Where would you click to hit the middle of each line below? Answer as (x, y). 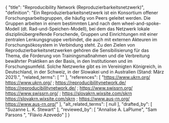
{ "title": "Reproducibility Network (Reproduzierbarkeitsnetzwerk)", (75, 7)
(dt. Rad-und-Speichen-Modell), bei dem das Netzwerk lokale (85, 29)
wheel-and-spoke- (141, 23)
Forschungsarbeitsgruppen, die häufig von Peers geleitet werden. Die (78, 18)
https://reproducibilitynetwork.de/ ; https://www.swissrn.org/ (69, 88)
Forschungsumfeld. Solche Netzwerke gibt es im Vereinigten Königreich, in (83, 66)
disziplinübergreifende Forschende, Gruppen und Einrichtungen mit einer (82, 34)
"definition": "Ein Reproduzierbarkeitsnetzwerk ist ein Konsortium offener (82, 13)
